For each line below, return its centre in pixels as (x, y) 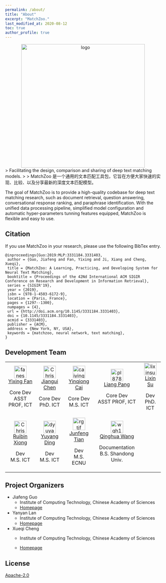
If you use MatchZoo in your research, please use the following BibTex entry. (83, 246)
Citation (18, 234)
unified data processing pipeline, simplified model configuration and (74, 208)
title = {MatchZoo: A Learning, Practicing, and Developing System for (83, 268)
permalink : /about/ (25, 10)
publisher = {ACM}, (27, 324)
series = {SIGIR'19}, (29, 285)
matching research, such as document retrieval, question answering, (75, 198)
